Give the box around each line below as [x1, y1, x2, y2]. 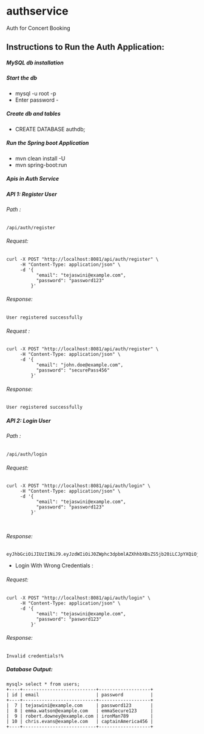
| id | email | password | [6, 691, 154, 698]
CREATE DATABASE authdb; [15, 125, 86, 133]
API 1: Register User [6, 190, 57, 198]
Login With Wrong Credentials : [15, 562, 93, 569]
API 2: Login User [6, 417, 51, 424]
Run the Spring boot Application [6, 139, 89, 147]
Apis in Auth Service [6, 175, 59, 182]
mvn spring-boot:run [15, 161, 67, 168]
